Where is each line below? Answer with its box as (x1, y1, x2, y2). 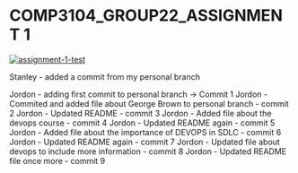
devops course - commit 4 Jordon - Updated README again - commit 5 (9, 117, 276, 128)
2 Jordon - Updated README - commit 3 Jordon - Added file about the (9, 108, 272, 118)
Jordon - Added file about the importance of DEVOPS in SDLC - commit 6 (9, 126, 282, 137)
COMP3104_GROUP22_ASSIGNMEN (9, 5, 283, 26)
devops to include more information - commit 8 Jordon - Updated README (9, 145, 287, 157)
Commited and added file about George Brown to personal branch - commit (9, 98, 289, 108)
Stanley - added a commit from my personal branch (9, 71, 200, 82)
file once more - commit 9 (9, 155, 106, 166)
